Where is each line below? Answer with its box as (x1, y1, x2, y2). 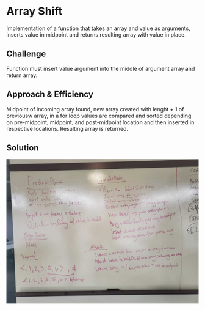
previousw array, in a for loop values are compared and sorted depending (6, 112, 192, 119)
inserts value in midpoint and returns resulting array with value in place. (6, 31, 186, 38)
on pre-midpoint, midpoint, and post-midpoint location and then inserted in (6, 118, 195, 126)
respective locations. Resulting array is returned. (6, 125, 129, 132)
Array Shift (6, 4, 63, 18)
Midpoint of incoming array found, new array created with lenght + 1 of (6, 105, 184, 113)
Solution (6, 142, 39, 153)
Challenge (6, 49, 46, 59)
